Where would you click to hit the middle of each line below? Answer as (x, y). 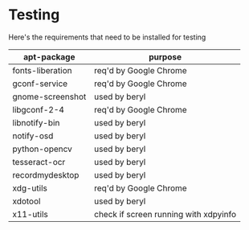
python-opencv (42, 149)
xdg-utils (30, 188)
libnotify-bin (36, 122)
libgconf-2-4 (38, 109)
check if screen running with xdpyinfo (165, 214)
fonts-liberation (42, 70)
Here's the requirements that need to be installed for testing (107, 37)
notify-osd (33, 136)
